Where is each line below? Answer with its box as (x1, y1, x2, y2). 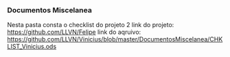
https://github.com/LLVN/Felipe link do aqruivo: (7, 28, 141, 36)
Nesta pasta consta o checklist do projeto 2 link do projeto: (7, 21, 174, 29)
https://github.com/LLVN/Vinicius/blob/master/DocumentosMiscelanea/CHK (7, 35, 223, 43)
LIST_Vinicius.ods (7, 43, 57, 51)
